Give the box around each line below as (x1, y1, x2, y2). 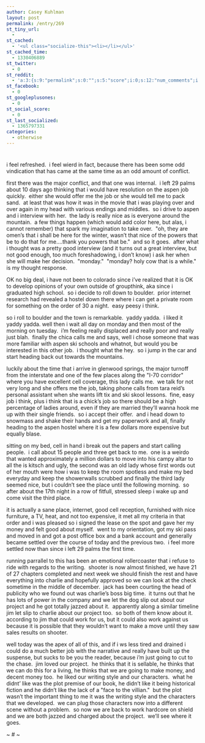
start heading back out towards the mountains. (6, 353, 124, 361)
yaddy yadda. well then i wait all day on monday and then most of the (6, 320, 182, 328)
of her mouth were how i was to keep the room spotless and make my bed (6, 468, 193, 475)
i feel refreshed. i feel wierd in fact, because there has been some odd (6, 161, 185, 169)
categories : (6, 129, 37, 135)
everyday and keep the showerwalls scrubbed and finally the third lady (6, 475, 185, 482)
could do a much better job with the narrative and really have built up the (6, 647, 190, 655)
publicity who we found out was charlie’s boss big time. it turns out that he (6, 590, 196, 597)
